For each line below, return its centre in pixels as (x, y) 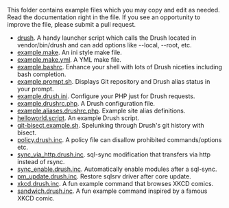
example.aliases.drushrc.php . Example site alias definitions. (101, 111)
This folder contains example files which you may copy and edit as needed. (114, 10)
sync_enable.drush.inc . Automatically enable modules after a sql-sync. (117, 169)
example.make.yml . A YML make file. (69, 60)
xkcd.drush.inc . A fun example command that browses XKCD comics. (115, 184)
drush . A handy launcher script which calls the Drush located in (107, 38)
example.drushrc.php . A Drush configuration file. (86, 103)
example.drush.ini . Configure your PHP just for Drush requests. (106, 96)
